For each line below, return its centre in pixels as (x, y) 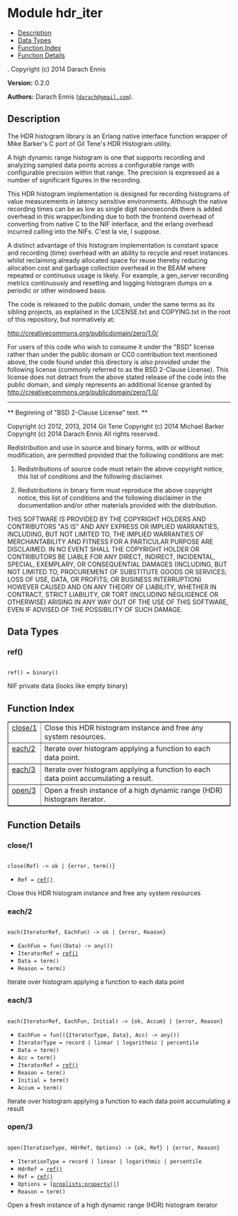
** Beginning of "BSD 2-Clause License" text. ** (78, 412)
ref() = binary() (33, 673)
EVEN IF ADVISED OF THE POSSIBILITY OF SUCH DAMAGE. (95, 609)
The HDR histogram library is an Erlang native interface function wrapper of (118, 136)
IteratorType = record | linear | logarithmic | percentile (108, 1042)
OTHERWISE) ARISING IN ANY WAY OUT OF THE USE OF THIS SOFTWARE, (118, 602)
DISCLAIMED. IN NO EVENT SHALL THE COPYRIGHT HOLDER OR (103, 549)
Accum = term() (40, 1088)
